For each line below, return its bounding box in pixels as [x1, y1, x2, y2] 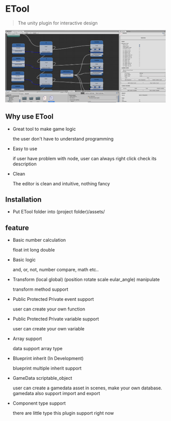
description [12, 161, 37, 167]
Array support [12, 335, 42, 342]
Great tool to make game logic [12, 126, 76, 132]
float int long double [12, 247, 55, 253]
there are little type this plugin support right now [12, 410, 115, 416]
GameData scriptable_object [12, 375, 72, 381]
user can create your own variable [12, 326, 85, 332]
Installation [5, 195, 42, 204]
